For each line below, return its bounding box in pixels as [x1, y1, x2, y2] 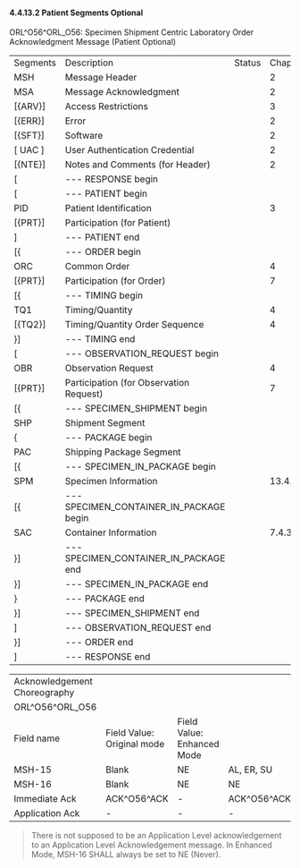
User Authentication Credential [64, 144, 195, 157]
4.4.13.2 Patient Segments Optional [9, 7, 144, 18]
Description [64, 56, 114, 69]
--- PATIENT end [64, 231, 140, 243]
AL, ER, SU [228, 763, 273, 776]
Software [64, 130, 104, 142]
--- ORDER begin [64, 246, 141, 259]
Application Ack [13, 807, 80, 820]
